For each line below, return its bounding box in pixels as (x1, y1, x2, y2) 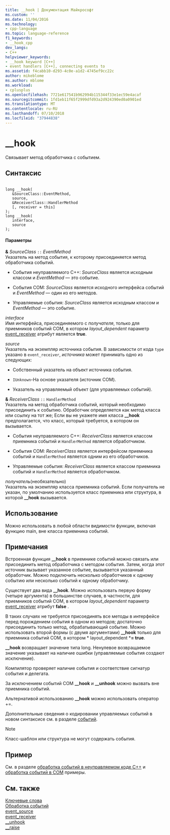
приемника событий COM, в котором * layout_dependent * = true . (5, 635, 145, 641)
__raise (5, 824, 20, 830)
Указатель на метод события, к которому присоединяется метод (5, 254, 146, 260)
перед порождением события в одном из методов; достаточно (5, 619, 143, 625)
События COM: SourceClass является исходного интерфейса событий (12, 284, 164, 290)
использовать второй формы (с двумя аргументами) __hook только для (5, 629, 161, 635)
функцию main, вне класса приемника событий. (5, 528, 109, 534)
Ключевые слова (5, 797, 42, 803)
